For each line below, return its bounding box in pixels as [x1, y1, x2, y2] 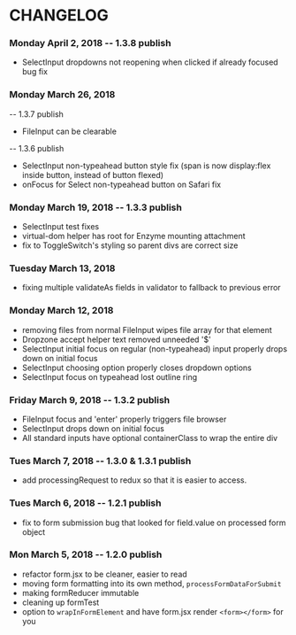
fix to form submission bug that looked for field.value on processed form [21, 517, 286, 528]
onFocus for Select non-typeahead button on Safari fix [21, 179, 222, 190]
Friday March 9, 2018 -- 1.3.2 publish [9, 393, 171, 406]
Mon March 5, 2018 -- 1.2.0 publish [9, 548, 163, 561]
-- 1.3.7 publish [9, 108, 65, 120]
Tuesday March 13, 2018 [9, 262, 116, 275]
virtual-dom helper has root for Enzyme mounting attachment [21, 231, 246, 242]
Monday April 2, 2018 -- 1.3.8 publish [9, 37, 171, 50]
